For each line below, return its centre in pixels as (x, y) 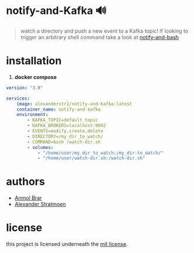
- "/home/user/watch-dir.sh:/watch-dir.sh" (91, 158)
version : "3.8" (25, 88)
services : (18, 98)
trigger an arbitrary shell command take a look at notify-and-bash (100, 37)
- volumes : (40, 147)
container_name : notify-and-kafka (59, 109)
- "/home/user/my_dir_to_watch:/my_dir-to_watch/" (101, 153)
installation (34, 61)
